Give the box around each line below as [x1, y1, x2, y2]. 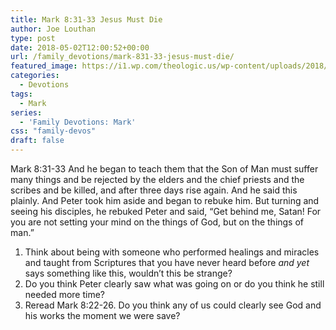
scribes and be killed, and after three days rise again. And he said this [10, 184, 298, 196]
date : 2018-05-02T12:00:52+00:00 [10, 42, 150, 53]
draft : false [10, 136, 65, 146]
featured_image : [10, 61, 78, 71]
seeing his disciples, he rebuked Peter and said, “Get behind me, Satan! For [10, 206, 322, 217]
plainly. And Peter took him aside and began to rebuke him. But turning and [10, 195, 320, 206]
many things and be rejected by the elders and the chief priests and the [10, 174, 305, 185]
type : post [10, 33, 56, 43]
